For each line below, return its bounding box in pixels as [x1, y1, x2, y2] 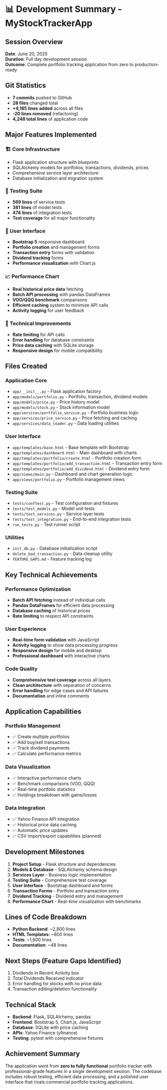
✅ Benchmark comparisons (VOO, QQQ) [12, 780, 96, 787]
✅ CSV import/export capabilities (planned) [12, 833, 102, 839]
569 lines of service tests [12, 199, 66, 205]
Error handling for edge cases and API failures [12, 687, 109, 693]
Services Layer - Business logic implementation [12, 871, 112, 877]
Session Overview [5, 38, 63, 46]
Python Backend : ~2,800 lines [12, 926, 76, 932]
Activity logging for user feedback [12, 307, 85, 313]
